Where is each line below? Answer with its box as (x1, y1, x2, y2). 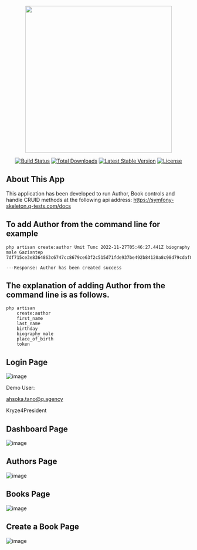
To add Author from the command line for (6, 220, 160, 230)
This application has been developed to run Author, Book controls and (6, 190, 175, 197)
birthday (16, 326, 38, 332)
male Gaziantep (6, 249, 43, 255)
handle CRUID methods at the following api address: (6, 196, 133, 203)
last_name (16, 320, 41, 327)
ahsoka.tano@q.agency (6, 396, 63, 403)
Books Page (6, 489, 50, 499)
